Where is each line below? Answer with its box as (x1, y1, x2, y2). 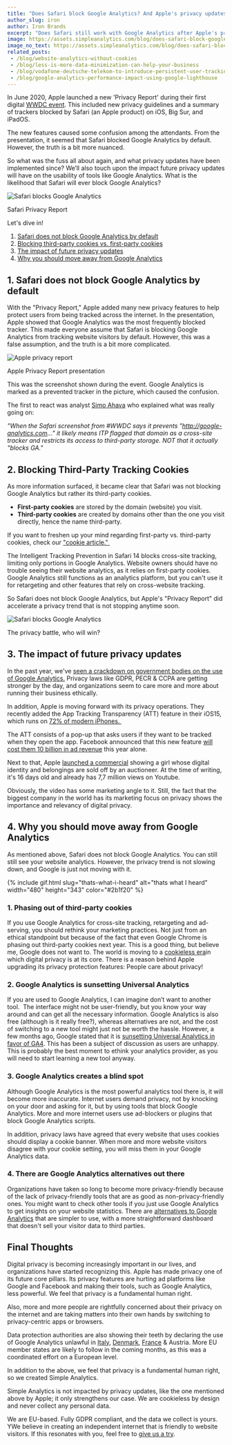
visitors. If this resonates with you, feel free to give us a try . (7, 1429, 176, 1437)
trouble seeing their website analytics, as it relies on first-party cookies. (7, 566, 211, 574)
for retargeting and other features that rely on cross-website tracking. (7, 581, 206, 589)
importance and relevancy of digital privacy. (7, 801, 133, 809)
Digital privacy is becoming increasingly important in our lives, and (7, 1260, 197, 1268)
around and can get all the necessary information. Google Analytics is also (7, 1010, 219, 1019)
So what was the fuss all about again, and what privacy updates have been (7, 157, 220, 165)
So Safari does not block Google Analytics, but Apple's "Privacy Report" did (7, 595, 223, 602)
